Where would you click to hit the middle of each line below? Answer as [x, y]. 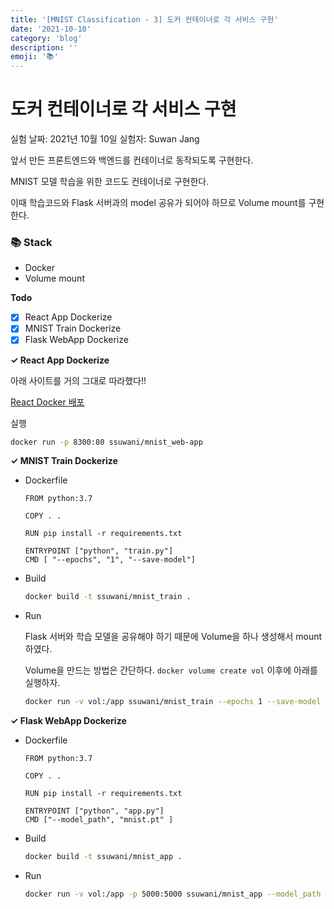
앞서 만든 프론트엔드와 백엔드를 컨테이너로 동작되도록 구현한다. [132, 160]
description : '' [44, 47]
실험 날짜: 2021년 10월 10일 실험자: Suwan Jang [105, 139]
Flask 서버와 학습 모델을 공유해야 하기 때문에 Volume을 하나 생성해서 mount [173, 637]
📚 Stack [31, 242]
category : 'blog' [46, 38]
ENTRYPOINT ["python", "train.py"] [99, 551]
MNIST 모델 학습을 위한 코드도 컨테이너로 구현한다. [110, 182]
